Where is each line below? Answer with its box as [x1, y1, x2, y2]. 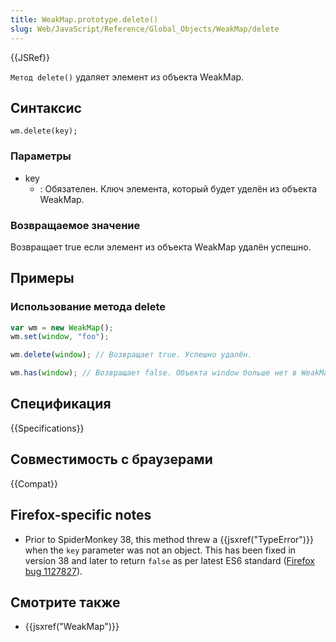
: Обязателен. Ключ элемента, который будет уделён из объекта [39, 182, 318, 195]
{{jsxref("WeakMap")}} [24, 621, 120, 633]
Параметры [10, 149, 72, 163]
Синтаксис [10, 99, 82, 116]
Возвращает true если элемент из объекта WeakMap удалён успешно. [10, 241, 312, 253]
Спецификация [10, 396, 112, 413]
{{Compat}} [10, 477, 58, 490]
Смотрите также [10, 594, 121, 611]
